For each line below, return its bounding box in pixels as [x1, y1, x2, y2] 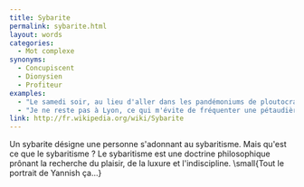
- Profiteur [17, 80, 63, 89]
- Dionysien [17, 72, 63, 81]
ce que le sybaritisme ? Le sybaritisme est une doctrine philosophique [9, 148, 271, 159]
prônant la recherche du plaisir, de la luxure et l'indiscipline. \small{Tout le [9, 158, 285, 169]
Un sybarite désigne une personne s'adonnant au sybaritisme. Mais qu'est [9, 139, 287, 150]
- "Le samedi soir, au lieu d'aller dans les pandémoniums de [17, 97, 257, 107]
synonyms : [9, 55, 47, 64]
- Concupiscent [17, 64, 75, 73]
